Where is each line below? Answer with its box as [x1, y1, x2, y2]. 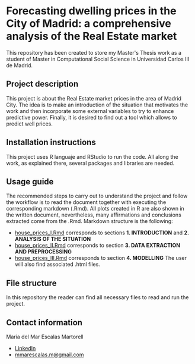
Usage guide [6, 177, 54, 187]
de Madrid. [6, 61, 33, 69]
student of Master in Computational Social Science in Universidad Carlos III [6, 55, 190, 62]
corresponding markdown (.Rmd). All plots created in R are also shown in [6, 205, 185, 212]
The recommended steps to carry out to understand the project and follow [6, 192, 188, 200]
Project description [6, 79, 79, 89]
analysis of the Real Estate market [6, 30, 177, 43]
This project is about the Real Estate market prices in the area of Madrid [6, 95, 182, 102]
